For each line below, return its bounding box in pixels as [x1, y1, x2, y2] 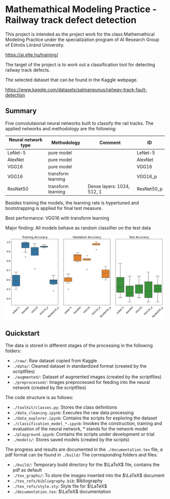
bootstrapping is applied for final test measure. [5, 205, 103, 211]
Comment [99, 139, 121, 146]
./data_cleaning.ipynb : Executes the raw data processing [12, 410, 134, 416]
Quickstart [5, 329, 40, 338]
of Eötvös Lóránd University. [5, 42, 65, 48]
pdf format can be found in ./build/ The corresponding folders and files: [5, 452, 158, 458]
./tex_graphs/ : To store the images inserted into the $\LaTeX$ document [12, 473, 165, 479]
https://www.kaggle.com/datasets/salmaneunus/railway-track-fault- [5, 86, 148, 92]
